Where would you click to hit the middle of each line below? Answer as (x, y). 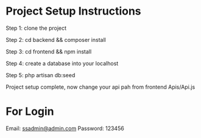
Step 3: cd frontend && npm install (49, 51)
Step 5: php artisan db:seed (41, 75)
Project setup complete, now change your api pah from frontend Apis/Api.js (100, 87)
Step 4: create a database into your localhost (62, 63)
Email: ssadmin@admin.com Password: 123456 (65, 128)
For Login (30, 112)
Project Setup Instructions (73, 11)
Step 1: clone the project (36, 28)
